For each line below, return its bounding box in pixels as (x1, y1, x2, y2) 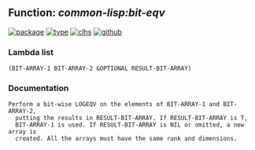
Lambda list (8, 46, 54, 57)
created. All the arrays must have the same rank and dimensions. (15, 135, 238, 143)
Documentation (8, 82, 69, 93)
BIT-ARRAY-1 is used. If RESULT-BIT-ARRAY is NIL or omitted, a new (15, 121, 245, 129)
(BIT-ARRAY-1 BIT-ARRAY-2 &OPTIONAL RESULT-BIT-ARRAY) (8, 64, 192, 73)
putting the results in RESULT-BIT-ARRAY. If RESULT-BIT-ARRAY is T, (15, 114, 248, 123)
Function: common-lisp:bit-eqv (8, 6, 165, 20)
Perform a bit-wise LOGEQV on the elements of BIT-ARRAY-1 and (8, 101, 220, 108)
